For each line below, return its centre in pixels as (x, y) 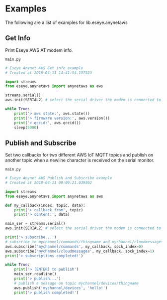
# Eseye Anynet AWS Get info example (44, 68)
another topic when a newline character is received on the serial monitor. (80, 160)
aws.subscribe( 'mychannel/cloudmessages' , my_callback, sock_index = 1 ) (80, 251)
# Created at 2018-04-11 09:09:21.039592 (49, 183)
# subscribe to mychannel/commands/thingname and (58, 242)
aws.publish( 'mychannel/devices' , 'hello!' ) (61, 288)
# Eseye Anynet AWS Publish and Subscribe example (59, 178)
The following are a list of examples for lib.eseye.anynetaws (66, 22)
